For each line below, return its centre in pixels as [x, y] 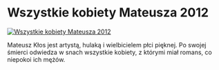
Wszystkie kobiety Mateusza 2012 [108, 13]
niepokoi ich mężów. [36, 59]
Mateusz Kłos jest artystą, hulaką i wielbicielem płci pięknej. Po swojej [107, 45]
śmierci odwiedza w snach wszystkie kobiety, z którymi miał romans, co [109, 52]
